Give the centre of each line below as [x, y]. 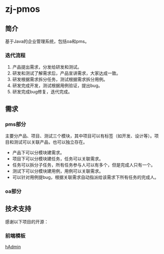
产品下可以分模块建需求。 [38, 152]
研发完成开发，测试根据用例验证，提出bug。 [57, 85]
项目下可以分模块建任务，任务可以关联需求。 [58, 159]
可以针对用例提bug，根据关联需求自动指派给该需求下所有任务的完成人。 [85, 177]
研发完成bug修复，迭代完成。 [42, 92]
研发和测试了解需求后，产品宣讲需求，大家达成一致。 [66, 73]
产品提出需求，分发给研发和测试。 [47, 67]
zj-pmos [23, 9]
